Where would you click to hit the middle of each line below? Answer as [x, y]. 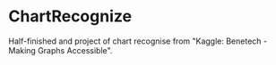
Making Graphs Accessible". [60, 50]
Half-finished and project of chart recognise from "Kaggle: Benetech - [138, 41]
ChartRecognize [70, 16]
